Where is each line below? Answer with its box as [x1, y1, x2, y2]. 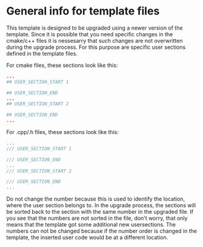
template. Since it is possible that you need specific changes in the [6, 30, 173, 37]
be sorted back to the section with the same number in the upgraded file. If [6, 208, 194, 216]
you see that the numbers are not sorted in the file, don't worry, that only [6, 214, 188, 222]
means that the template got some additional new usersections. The [6, 221, 176, 228]
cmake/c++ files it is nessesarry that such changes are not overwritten [6, 37, 183, 44]
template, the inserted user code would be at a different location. [6, 234, 168, 241]
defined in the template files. [6, 50, 78, 57]
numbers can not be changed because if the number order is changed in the [6, 228, 197, 235]
